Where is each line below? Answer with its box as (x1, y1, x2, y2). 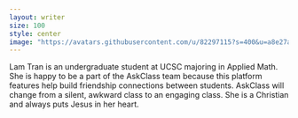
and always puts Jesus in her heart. (9, 99, 139, 110)
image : (9, 37, 34, 47)
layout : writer (9, 12, 66, 22)
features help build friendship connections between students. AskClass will (9, 80, 285, 91)
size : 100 (9, 21, 46, 30)
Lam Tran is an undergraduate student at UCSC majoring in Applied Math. (9, 62, 278, 72)
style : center (9, 29, 62, 38)
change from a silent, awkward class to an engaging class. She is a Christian (9, 90, 289, 100)
